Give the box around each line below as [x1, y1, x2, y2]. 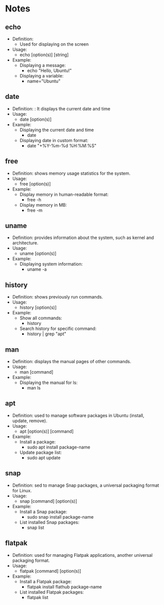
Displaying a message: [19, 63, 66, 68]
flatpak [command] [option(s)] [19, 568, 82, 574]
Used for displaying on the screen [19, 41, 89, 47]
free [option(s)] [19, 181, 51, 187]
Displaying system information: [19, 261, 83, 267]
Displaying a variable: [19, 73, 64, 78]
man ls [27, 385, 41, 391]
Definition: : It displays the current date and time [12, 105, 111, 112]
